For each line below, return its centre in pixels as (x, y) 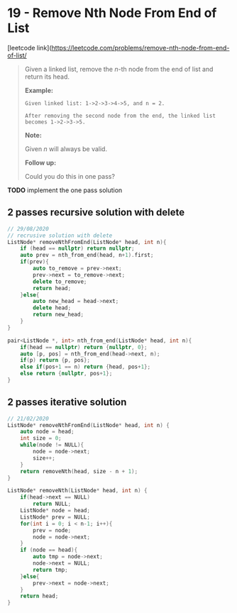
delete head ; (52, 308)
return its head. (47, 77)
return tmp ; (51, 570)
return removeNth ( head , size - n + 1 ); (79, 471)
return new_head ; (58, 315)
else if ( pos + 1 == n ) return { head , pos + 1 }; (86, 367)
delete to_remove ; (60, 282)
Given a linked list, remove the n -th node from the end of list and (119, 69)
